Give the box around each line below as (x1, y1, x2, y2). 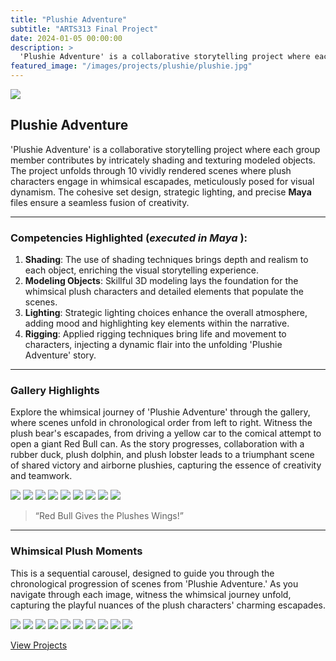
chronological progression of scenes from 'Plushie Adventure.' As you (10, 577, 299, 590)
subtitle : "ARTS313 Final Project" (10, 24, 159, 34)
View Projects (10, 639, 68, 651)
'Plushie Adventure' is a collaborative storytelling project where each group (10, 143, 321, 155)
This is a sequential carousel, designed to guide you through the (10, 567, 275, 579)
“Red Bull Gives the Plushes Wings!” (34, 510, 184, 522)
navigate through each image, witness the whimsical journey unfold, (10, 588, 292, 600)
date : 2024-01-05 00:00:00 (10, 33, 123, 43)
